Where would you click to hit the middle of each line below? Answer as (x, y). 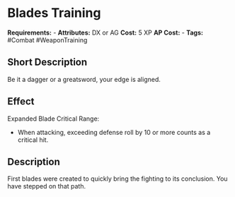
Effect (21, 101)
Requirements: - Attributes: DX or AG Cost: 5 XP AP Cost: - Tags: (105, 32)
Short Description (47, 62)
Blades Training (54, 13)
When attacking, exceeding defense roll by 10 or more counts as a (114, 132)
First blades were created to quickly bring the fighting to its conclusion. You (117, 179)
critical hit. (33, 140)
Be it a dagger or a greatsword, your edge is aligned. (84, 79)
